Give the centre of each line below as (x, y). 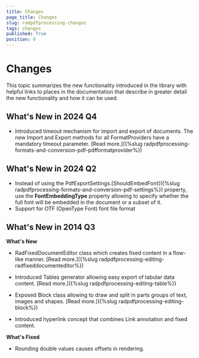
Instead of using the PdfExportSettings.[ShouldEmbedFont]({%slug (97, 183)
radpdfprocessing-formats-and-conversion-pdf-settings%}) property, (101, 189)
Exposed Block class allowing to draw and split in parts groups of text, (101, 295)
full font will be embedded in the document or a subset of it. (88, 202)
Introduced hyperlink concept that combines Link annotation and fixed (101, 319)
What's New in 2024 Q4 (52, 117)
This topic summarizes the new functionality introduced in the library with (97, 85)
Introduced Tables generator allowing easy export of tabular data (94, 277)
